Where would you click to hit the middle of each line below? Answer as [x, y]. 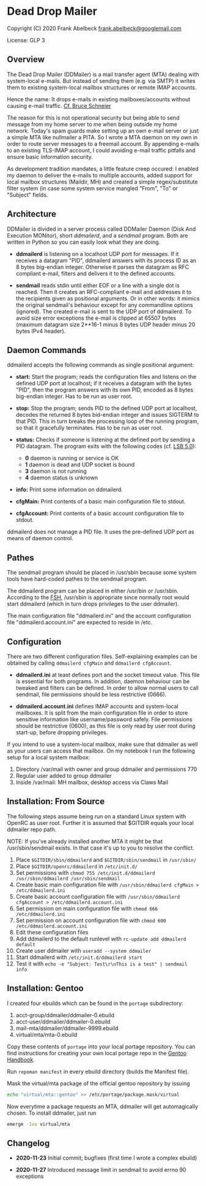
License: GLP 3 [26, 40]
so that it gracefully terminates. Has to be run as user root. [89, 428]
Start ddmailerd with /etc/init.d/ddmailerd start [79, 957]
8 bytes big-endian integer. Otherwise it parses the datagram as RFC [102, 267]
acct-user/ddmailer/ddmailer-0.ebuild [63, 1021]
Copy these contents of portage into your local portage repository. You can [101, 1046]
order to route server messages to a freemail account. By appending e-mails [103, 144]
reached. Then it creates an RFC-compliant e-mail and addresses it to [104, 292]
